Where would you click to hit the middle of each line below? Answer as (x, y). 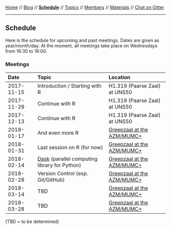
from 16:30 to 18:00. (26, 51)
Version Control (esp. (63, 174)
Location (120, 77)
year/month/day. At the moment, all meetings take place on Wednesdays (81, 46)
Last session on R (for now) (70, 148)
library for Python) (59, 166)
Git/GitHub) (51, 180)
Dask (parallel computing (67, 159)
